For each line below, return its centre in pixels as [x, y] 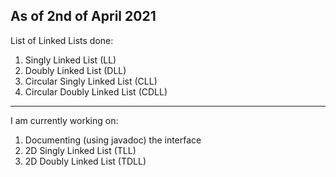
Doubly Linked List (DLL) [75, 70]
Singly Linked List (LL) [70, 60]
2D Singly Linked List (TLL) [80, 150]
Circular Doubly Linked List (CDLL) [96, 91]
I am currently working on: [64, 120]
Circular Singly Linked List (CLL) [91, 81]
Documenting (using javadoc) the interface [113, 140]
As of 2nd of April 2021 [83, 16]
